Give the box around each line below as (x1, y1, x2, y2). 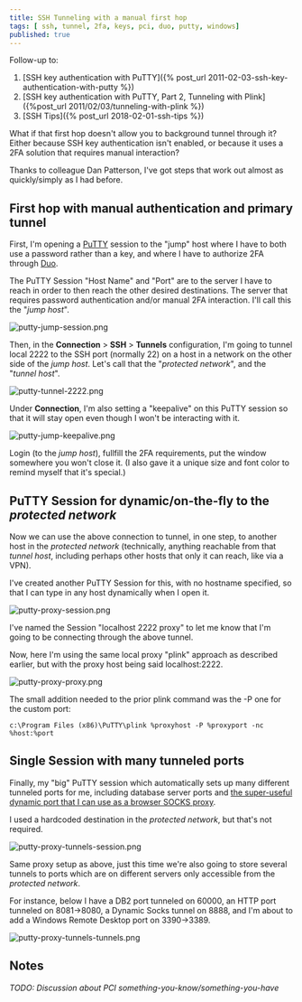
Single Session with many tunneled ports (9, 754, 245, 769)
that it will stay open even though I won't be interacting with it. (9, 413, 241, 424)
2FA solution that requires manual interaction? (9, 147, 180, 158)
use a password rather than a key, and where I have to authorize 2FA (9, 248, 264, 259)
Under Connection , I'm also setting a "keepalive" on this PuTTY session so (9, 403, 288, 414)
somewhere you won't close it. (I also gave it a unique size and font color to (9, 457, 290, 468)
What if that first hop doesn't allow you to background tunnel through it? (9, 128, 278, 139)
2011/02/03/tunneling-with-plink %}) (69, 101, 205, 112)
